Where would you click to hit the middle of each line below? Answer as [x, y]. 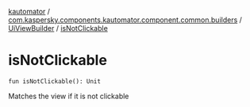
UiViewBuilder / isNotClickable [58, 28]
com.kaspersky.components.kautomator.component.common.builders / [125, 20]
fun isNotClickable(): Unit [55, 81]
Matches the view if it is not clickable [69, 96]
